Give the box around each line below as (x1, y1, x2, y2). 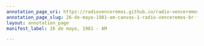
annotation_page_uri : (6, 8, 61, 15)
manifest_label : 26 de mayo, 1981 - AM (6, 25, 107, 32)
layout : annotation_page (6, 20, 69, 26)
